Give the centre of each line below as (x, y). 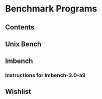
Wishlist (18, 91)
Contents (20, 27)
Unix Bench (23, 44)
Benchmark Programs (51, 9)
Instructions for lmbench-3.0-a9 (45, 75)
